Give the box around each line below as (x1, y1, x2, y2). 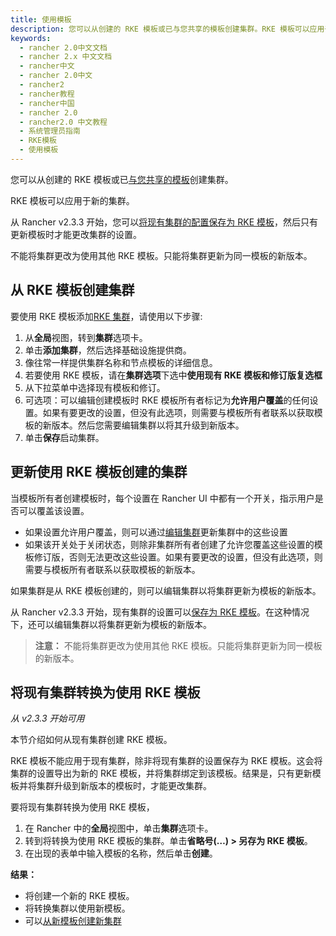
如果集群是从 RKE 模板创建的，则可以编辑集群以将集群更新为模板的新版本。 (10, 584, 322, 596)
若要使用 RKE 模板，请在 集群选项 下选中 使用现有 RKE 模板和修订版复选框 (24, 369, 323, 381)
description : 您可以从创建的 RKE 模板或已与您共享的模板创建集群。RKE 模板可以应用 (10, 24, 325, 34)
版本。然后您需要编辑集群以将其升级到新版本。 (51, 419, 245, 431)
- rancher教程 (19, 89, 75, 99)
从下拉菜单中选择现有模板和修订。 (24, 381, 166, 393)
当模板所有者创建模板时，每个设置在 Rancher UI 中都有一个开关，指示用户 (10, 492, 315, 504)
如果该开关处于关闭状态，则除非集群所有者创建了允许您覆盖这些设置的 (24, 538, 315, 550)
